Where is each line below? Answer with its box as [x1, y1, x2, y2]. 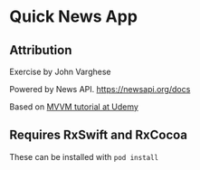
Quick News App [9, 6, 138, 27]
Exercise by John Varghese [9, 66, 111, 77]
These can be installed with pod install [9, 151, 159, 162]
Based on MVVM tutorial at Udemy [9, 101, 138, 112]
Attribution [9, 42, 72, 58]
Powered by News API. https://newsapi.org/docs [9, 84, 191, 94]
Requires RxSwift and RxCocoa [9, 127, 188, 143]
